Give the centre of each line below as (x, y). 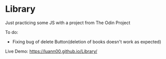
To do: (12, 32)
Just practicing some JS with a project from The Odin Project (68, 23)
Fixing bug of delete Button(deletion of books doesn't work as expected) (87, 42)
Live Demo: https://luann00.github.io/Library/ (51, 51)
